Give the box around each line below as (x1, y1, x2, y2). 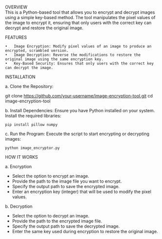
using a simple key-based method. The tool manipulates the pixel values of (5, 15, 156, 20)
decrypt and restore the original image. (5, 25, 84, 31)
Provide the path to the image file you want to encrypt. (12, 178, 122, 184)
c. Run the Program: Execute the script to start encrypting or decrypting (5, 131, 150, 137)
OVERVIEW (5, 4, 28, 10)
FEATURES (5, 34, 27, 40)
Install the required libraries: (5, 113, 61, 119)
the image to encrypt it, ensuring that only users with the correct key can (5, 20, 152, 25)
